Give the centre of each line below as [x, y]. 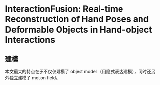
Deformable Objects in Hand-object [79, 30]
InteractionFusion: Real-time [64, 9]
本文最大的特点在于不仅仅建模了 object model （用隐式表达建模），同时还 [78, 72]
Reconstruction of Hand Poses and [77, 19]
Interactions [30, 40]
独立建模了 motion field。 [34, 78]
